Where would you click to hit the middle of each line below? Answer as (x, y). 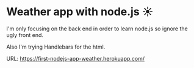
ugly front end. (25, 35)
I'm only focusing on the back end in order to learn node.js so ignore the (97, 29)
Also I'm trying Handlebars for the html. (56, 47)
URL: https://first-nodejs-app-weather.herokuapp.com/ (76, 58)
